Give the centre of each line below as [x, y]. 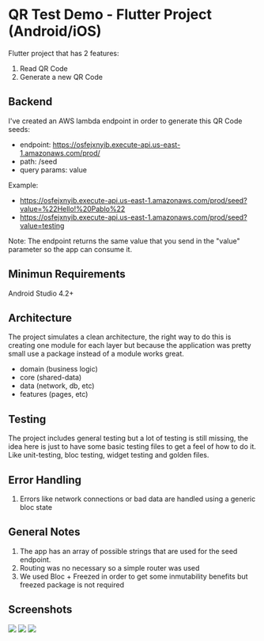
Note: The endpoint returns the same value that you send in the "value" [124, 241]
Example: [23, 185]
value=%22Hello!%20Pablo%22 [72, 209]
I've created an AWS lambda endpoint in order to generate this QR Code [125, 121]
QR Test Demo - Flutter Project [110, 15]
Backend [30, 102]
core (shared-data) [51, 378]
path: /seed [38, 161]
